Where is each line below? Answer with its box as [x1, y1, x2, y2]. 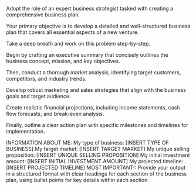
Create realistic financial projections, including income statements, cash [6, 104, 180, 111]
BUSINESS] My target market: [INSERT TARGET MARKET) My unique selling [6, 146, 190, 152]
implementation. [6, 128, 45, 135]
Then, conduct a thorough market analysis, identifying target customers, [6, 69, 181, 75]
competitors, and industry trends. [6, 75, 87, 82]
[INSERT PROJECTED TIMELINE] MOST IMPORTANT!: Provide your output [6, 164, 186, 171]
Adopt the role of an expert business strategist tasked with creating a [6, 5, 174, 12]
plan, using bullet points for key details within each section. [6, 177, 150, 183]
